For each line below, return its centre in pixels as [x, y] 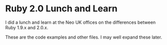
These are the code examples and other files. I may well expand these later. [84, 37]
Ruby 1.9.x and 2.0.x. [27, 27]
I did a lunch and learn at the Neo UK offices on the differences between [80, 22]
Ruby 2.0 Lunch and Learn [61, 9]
